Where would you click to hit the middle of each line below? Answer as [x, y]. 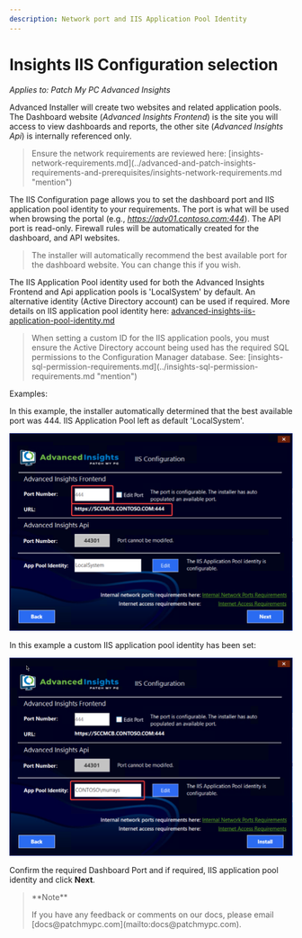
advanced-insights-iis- [213, 311]
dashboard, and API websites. [65, 238]
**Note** [49, 897]
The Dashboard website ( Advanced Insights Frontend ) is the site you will [144, 116]
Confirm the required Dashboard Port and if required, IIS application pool [144, 870]
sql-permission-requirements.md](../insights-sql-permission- [145, 366]
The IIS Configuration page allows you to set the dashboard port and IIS [142, 199]
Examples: [28, 393]
